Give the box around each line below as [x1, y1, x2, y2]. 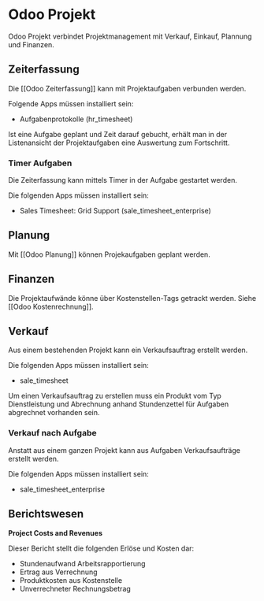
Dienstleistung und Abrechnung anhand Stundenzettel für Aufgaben [8, 399, 229, 409]
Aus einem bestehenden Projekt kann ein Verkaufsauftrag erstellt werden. [8, 345, 248, 355]
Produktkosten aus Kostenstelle [19, 575, 123, 584]
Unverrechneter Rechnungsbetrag [19, 584, 132, 593]
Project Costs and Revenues [8, 528, 102, 537]
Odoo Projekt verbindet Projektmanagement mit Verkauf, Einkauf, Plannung [8, 32, 252, 41]
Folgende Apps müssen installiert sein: [8, 98, 134, 108]
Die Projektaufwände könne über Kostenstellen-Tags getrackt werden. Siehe [8, 293, 257, 302]
